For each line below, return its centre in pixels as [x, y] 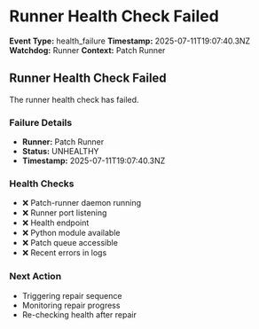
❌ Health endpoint [55, 223]
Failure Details [41, 122]
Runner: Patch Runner [63, 142]
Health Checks [42, 184]
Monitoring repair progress [71, 305]
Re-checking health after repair [79, 314]
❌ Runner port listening [64, 213]
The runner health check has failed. [74, 99]
